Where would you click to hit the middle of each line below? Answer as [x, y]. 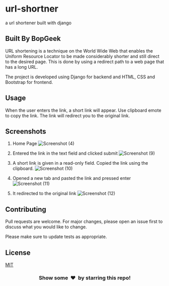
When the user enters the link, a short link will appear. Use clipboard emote [83, 110]
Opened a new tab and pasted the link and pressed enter [72, 178]
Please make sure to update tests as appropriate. [56, 237]
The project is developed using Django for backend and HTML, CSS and [80, 77]
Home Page [25, 144]
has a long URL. [22, 67]
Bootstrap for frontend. [29, 82]
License [18, 252]
